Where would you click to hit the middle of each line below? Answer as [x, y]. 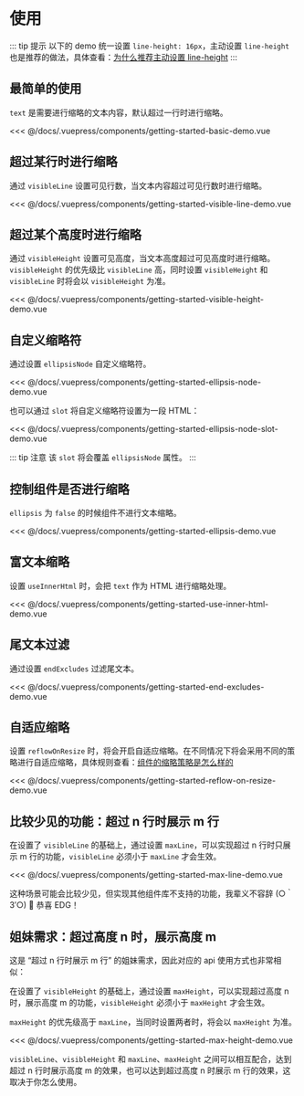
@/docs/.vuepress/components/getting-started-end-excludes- [146, 687]
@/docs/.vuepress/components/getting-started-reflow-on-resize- [152, 781]
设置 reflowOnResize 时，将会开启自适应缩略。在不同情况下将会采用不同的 [148, 751]
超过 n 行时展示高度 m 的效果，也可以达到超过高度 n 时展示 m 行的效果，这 [150, 1070]
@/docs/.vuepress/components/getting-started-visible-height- [146, 300]
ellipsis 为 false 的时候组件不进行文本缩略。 [95, 513]
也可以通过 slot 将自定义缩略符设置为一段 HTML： [105, 411]
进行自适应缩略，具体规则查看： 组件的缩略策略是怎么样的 [125, 763]
